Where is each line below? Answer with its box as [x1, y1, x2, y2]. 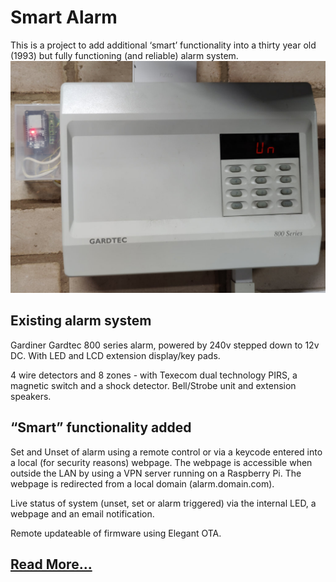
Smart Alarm [10, 6, 118, 29]
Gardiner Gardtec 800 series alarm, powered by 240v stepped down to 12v [10, 339, 320, 351]
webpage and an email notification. [10, 507, 155, 520]
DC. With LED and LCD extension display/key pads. [10, 349, 221, 361]
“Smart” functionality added [10, 419, 192, 436]
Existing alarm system [10, 312, 152, 330]
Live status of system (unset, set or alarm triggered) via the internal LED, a [10, 497, 317, 509]
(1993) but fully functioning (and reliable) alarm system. [10, 49, 239, 61]
